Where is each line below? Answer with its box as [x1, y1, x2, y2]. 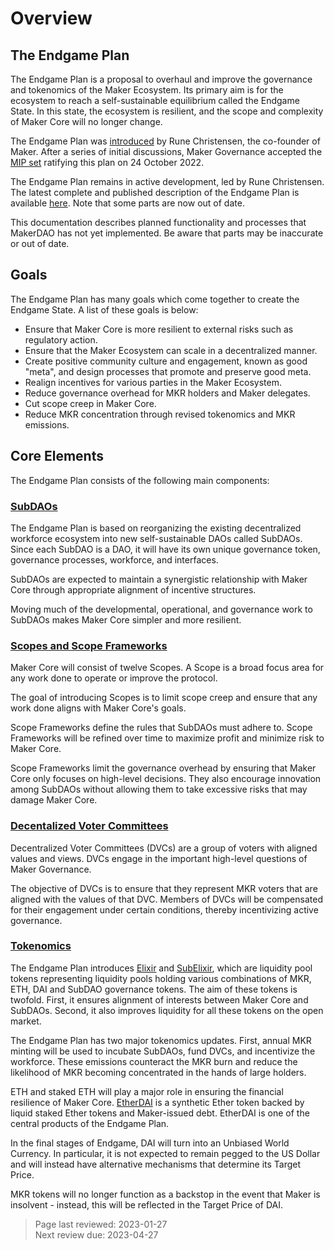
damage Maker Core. [10, 794, 98, 806]
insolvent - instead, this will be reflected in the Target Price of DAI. [10, 1198, 284, 1211]
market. [10, 1015, 42, 1027]
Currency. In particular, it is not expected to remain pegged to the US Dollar [10, 1147, 321, 1159]
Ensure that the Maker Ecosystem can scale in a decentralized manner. [24, 344, 318, 356]
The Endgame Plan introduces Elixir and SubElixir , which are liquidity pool [10, 962, 313, 974]
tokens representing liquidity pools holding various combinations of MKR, [10, 972, 312, 984]
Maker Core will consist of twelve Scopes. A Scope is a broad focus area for [10, 662, 325, 674]
